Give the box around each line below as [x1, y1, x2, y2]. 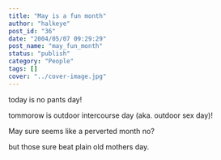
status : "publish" [8, 50, 70, 58]
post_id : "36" [8, 27, 57, 35]
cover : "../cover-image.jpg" [8, 72, 107, 80]
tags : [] [8, 65, 38, 73]
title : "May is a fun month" [8, 11, 107, 20]
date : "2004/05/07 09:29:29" [8, 34, 107, 43]
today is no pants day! [8, 94, 83, 104]
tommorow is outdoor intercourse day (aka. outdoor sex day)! [8, 110, 213, 120]
